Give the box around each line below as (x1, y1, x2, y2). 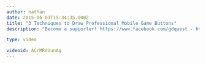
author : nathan (6, 8, 45, 15)
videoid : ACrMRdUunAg (6, 48, 62, 54)
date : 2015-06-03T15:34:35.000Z (6, 15, 89, 21)
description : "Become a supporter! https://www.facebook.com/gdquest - (6, 25, 193, 32)
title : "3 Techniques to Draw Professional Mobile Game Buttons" (6, 20, 177, 26)
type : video (6, 37, 37, 43)
